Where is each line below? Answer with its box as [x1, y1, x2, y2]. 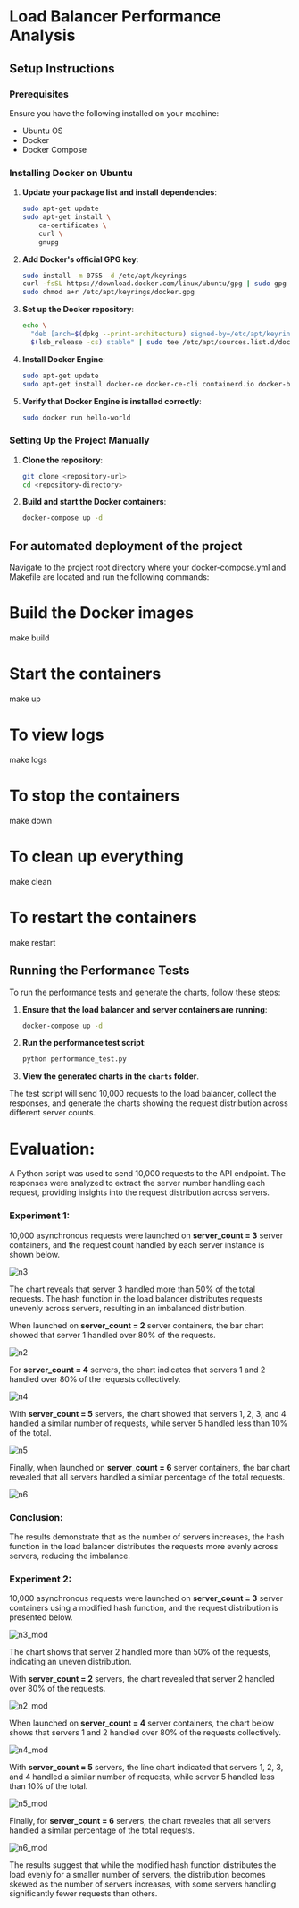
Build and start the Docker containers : [21, 496, 167, 507]
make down [9, 815, 53, 826]
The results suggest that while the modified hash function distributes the [9, 1860, 277, 1870]
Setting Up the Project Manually [9, 434, 150, 446]
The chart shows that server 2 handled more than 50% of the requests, [9, 1647, 271, 1658]
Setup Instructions [9, 61, 115, 76]
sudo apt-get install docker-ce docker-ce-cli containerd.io [21, 379, 255, 388]
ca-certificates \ [38, 221, 107, 230]
